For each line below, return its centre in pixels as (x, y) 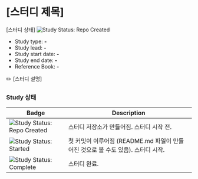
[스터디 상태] (21, 30)
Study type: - (31, 41)
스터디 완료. (83, 164)
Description (128, 113)
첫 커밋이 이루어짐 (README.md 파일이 (120, 141)
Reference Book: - (37, 66)
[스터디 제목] (35, 12)
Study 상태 (21, 97)
